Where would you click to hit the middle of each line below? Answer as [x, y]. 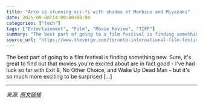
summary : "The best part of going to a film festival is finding [90, 34]
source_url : [21, 40]
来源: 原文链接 [24, 95]
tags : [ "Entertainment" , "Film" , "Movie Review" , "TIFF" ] [81, 29]
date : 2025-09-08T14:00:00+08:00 [48, 18]
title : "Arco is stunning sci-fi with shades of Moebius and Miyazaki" [98, 12]
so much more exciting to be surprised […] [59, 76]
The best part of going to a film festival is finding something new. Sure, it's [99, 57]
